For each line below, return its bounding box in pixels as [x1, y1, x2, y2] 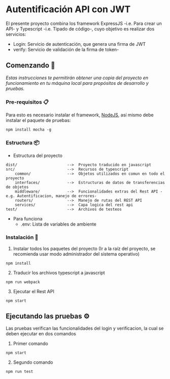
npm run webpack [6, 279, 40, 285]
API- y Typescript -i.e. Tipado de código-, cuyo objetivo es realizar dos [6, 25, 155, 31]
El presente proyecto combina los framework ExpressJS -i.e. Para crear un [6, 20, 162, 26]
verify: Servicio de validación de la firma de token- [13, 46, 119, 52]
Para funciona [13, 216, 43, 222]
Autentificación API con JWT [6, 4, 131, 15]
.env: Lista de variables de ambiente [20, 221, 97, 227]
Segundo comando [13, 359, 53, 365]
